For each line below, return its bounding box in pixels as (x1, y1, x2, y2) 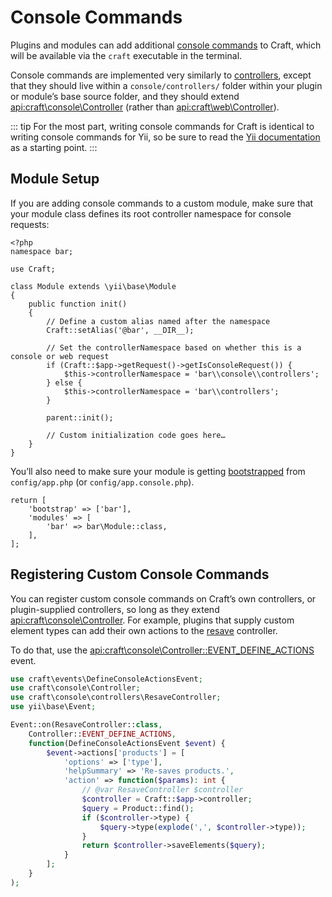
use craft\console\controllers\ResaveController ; (10, 692, 222, 703)
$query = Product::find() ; (81, 803, 195, 813)
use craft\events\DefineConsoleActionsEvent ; (10, 674, 203, 684)
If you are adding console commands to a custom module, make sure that (10, 197, 314, 209)
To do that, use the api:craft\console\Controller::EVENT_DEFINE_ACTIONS (10, 644, 315, 656)
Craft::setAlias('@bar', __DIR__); (46, 325, 195, 335)
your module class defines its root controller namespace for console (10, 207, 292, 220)
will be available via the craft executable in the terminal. (10, 49, 243, 61)
